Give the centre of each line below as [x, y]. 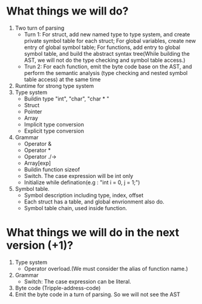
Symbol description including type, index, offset [84, 195]
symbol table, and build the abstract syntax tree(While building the [107, 53]
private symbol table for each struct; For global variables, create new [110, 41]
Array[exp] [37, 163]
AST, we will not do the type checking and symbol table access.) [105, 60]
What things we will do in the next [93, 233]
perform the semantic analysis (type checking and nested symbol [106, 73]
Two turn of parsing [40, 28]
